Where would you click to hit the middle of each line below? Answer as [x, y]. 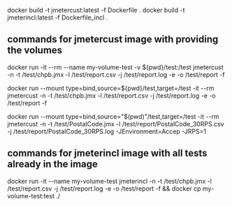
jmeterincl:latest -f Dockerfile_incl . [58, 17]
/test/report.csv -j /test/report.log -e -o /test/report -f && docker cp [104, 189]
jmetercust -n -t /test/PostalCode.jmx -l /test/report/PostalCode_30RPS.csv [116, 124]
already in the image [52, 164]
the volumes [35, 51]
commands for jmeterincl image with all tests [107, 153]
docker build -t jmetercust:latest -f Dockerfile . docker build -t [96, 10]
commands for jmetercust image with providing [113, 39]
